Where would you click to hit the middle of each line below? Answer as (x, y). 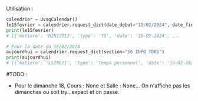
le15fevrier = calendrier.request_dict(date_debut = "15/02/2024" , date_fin (100, 25)
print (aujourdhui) (29, 58)
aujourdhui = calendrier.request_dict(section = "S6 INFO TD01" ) (85, 52)
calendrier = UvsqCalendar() (42, 19)
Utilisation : (20, 9)
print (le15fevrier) (30, 30)
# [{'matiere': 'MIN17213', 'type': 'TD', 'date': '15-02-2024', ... (93, 36)
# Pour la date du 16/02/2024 (43, 47)
